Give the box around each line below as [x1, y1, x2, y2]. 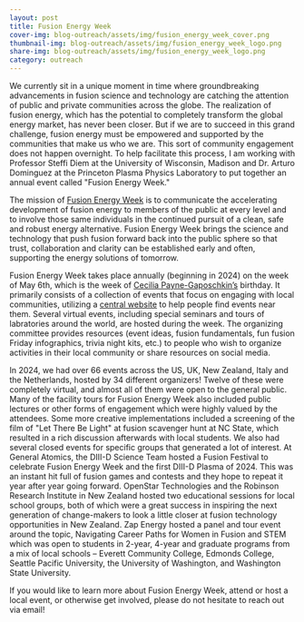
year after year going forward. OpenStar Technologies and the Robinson [9, 480, 279, 491]
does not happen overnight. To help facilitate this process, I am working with [9, 148, 296, 159]
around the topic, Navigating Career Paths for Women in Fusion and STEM [9, 528, 287, 539]
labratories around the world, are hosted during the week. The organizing [9, 319, 284, 329]
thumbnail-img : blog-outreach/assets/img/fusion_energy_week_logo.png [9, 38, 282, 48]
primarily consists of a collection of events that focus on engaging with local [9, 290, 295, 300]
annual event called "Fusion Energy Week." [9, 177, 171, 187]
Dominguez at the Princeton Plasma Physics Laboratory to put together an [9, 167, 288, 178]
